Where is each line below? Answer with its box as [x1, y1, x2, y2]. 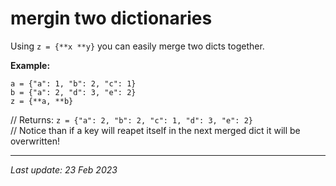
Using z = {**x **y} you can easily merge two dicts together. [10, 40, 265, 52]
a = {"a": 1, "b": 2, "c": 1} [10, 78, 137, 89]
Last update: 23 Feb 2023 [10, 163, 118, 176]
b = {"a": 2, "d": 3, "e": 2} [10, 87, 137, 97]
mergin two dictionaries [10, 7, 213, 30]
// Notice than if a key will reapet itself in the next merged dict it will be [10, 124, 301, 136]
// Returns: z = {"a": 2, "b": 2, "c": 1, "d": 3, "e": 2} [10, 113, 253, 126]
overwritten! [10, 135, 61, 147]
